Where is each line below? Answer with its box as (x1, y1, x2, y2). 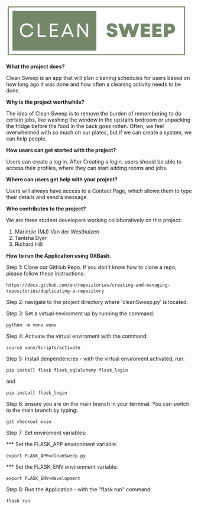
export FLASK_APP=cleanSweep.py (6, 453, 86, 459)
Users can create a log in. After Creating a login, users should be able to (6, 158, 182, 165)
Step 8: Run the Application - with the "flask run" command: (6, 486, 152, 493)
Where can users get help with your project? (6, 176, 118, 183)
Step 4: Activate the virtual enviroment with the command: (6, 332, 148, 340)
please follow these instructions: (6, 270, 85, 277)
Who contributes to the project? (6, 205, 86, 212)
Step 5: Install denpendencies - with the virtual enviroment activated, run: (6, 355, 185, 362)
